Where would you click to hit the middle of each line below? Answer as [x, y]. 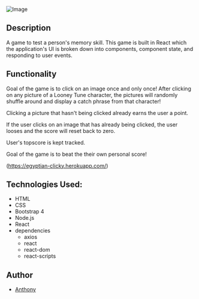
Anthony [25, 289]
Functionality [31, 74]
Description [28, 28]
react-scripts [40, 256]
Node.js [25, 218]
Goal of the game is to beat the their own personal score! [76, 154]
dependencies [33, 231]
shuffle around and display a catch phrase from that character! [84, 101]
